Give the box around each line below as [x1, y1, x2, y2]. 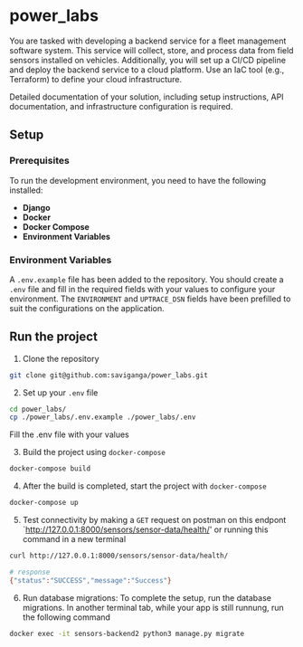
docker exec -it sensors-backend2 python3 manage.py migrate [9, 629, 245, 638]
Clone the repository [22, 353, 99, 364]
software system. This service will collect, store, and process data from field [9, 44, 294, 55]
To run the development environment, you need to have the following [9, 175, 267, 186]
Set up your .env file [22, 386, 99, 398]
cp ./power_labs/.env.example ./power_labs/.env [9, 413, 196, 422]
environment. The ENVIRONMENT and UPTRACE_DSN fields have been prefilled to [9, 293, 291, 304]
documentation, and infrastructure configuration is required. [9, 100, 233, 111]
